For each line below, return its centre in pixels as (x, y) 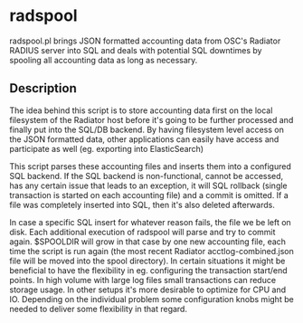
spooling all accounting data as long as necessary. (104, 60)
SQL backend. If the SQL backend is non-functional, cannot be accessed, (147, 176)
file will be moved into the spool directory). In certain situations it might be (147, 261)
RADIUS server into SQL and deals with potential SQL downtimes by (136, 50)
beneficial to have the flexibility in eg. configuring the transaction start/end (148, 270)
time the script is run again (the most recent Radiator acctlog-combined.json (151, 251)
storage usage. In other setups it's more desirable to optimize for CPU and (148, 290)
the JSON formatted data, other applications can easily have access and (144, 139)
